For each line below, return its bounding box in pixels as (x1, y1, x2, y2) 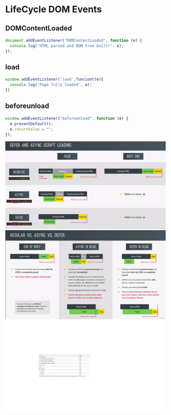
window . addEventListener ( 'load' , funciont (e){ (5, 77, 103, 82)
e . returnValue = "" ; (10, 126, 53, 132)
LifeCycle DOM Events (5, 4, 102, 15)
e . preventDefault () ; (10, 121, 53, 126)
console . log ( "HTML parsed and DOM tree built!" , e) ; (10, 43, 124, 48)
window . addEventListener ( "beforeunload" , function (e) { (5, 116, 129, 121)
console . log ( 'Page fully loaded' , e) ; (10, 82, 93, 88)
